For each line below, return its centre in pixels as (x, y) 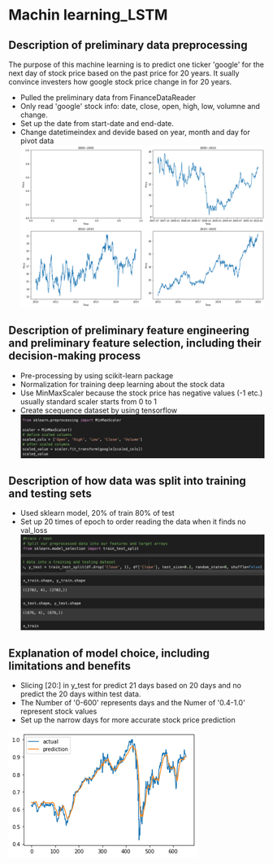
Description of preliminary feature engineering (129, 331)
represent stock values (58, 711)
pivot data (37, 141)
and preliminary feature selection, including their (135, 343)
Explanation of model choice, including (109, 653)
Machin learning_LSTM (88, 15)
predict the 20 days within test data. (80, 694)
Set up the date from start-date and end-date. (97, 123)
